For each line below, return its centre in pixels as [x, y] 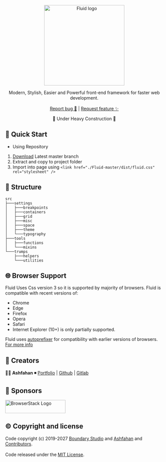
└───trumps [17, 251]
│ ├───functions [24, 243]
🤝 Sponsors [24, 390]
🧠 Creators [22, 360]
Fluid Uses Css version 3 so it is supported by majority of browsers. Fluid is [83, 288]
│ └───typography [26, 234]
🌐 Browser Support [36, 276]
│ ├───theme [20, 229]
